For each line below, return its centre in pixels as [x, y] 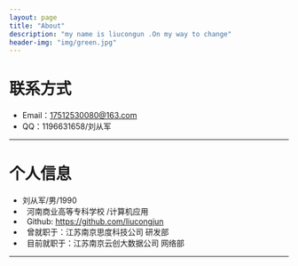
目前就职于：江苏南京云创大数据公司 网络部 [105, 243]
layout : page [33, 17]
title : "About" [37, 26]
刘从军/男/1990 [49, 200]
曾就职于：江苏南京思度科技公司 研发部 [98, 232]
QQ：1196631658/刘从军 [67, 126]
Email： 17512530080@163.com [79, 116]
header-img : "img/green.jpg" [63, 42]
